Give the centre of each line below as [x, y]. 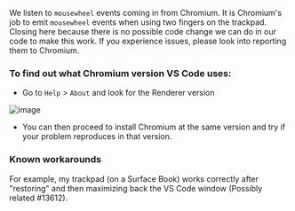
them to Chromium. [44, 51]
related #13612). [39, 198]
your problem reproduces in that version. [97, 137]
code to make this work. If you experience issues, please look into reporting [148, 41]
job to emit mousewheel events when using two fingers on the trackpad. [138, 22]
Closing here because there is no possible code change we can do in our [143, 31]
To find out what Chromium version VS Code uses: [120, 73]
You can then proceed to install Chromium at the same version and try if [154, 127]
